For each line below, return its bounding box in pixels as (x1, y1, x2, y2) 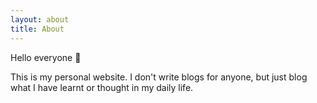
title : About (10, 24, 65, 34)
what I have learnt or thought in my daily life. (10, 81, 194, 93)
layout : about (10, 14, 70, 25)
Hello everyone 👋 (10, 51, 82, 63)
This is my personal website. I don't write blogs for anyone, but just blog (10, 71, 308, 83)
